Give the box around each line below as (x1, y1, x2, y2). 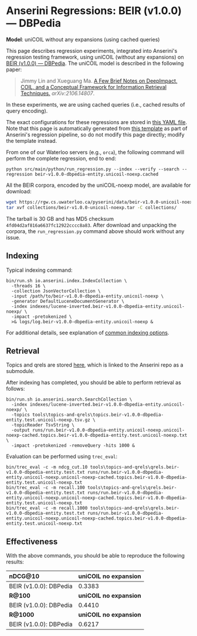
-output (11, 428, 30, 433)
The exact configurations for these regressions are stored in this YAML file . (6, 118, 188, 125)
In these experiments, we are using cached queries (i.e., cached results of (6, 101, 185, 108)
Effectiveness (6, 536, 58, 546)
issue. (6, 234, 21, 241)
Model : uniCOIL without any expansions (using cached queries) (6, 36, 160, 43)
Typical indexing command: (6, 266, 73, 273)
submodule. (6, 368, 35, 375)
